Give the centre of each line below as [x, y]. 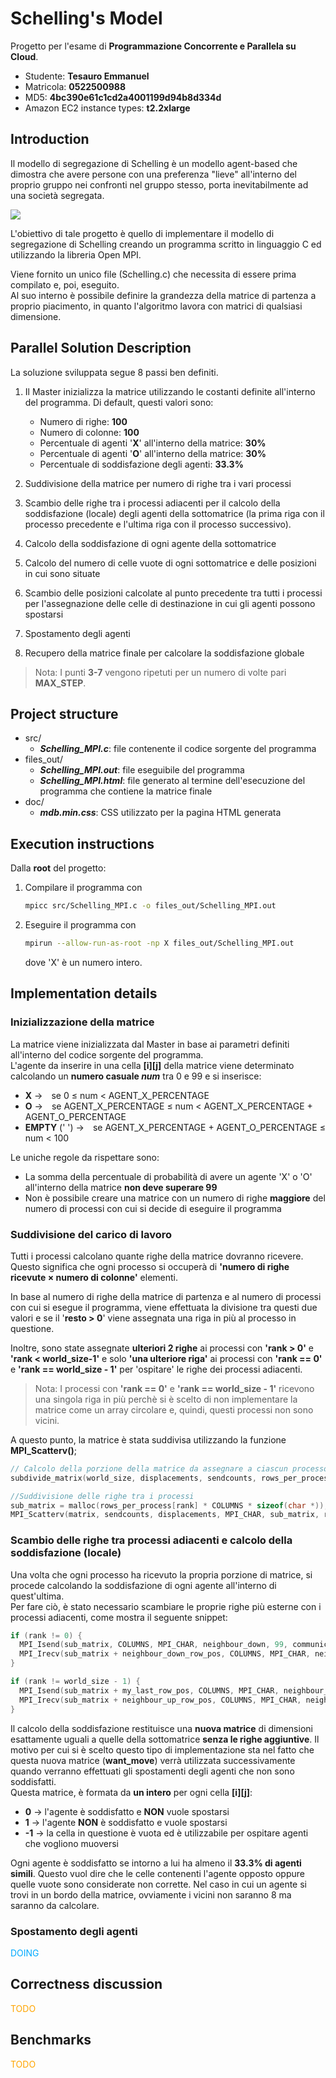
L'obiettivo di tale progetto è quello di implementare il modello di [142, 233]
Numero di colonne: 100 [89, 432]
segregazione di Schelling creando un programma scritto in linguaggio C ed [166, 244]
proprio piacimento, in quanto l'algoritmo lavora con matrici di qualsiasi [156, 306]
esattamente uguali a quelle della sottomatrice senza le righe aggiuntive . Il [165, 1739]
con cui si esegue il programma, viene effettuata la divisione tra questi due [164, 1307]
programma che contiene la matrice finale [126, 791]
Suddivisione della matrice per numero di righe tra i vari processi [158, 483]
